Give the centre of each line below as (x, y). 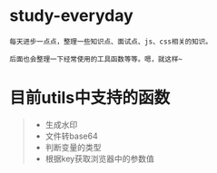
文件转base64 (71, 136)
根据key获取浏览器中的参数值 (99, 159)
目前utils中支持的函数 (90, 98)
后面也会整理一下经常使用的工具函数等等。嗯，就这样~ (96, 59)
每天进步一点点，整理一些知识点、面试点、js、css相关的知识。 (111, 42)
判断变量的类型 (73, 147)
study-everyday (71, 16)
